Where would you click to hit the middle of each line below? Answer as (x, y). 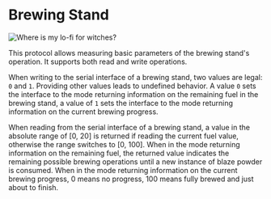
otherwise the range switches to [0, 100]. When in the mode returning (124, 144)
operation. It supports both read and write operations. (98, 61)
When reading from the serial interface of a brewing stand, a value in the (129, 127)
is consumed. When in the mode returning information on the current (123, 170)
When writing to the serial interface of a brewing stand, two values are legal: (135, 77)
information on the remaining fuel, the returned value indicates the (119, 153)
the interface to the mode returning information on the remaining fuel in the (133, 94)
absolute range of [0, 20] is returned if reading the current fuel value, (123, 136)
